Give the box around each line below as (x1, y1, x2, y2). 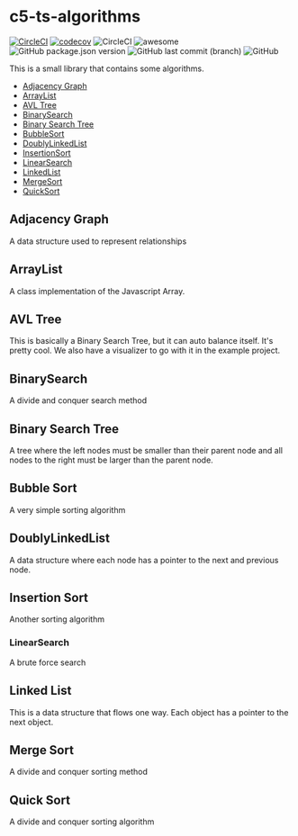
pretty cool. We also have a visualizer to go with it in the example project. (9, 345, 281, 356)
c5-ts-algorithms (9, 6, 141, 27)
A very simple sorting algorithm (9, 504, 126, 515)
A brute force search (9, 657, 86, 668)
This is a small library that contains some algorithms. (9, 63, 204, 74)
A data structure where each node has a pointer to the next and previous (9, 554, 279, 565)
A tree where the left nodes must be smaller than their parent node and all (9, 445, 284, 455)
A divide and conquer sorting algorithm (9, 816, 155, 827)
